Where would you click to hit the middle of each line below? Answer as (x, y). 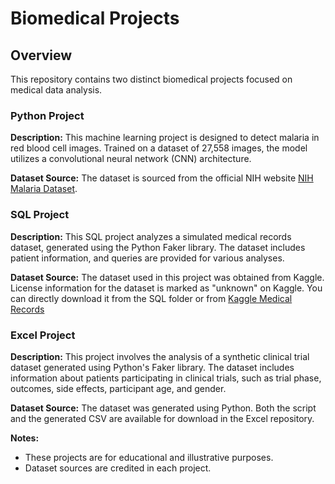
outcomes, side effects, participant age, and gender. (118, 388)
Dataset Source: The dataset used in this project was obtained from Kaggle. (167, 277)
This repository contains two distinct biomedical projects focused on (151, 79)
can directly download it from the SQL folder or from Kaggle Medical (151, 298)
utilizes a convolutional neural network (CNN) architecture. (131, 159)
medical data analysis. (56, 90)
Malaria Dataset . (44, 189)
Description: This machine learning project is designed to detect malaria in (165, 138)
